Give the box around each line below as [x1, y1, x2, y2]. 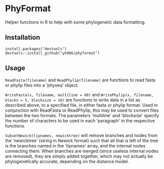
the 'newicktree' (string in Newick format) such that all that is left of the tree [5, 138, 159, 144]
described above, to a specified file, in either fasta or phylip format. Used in [5, 102, 158, 108]
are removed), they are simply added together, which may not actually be [5, 153, 153, 159]
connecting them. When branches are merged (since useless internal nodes [5, 148, 159, 154]
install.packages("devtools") [5, 46, 67, 51]
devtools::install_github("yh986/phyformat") [5, 50, 100, 55]
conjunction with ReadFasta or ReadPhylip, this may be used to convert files [5, 107, 159, 113]
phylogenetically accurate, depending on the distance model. [5, 158, 129, 164]
